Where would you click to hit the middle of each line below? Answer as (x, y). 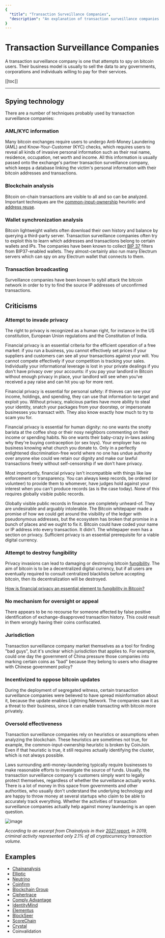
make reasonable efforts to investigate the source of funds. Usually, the (77, 770)
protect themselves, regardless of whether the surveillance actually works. (81, 781)
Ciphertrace (24, 895)
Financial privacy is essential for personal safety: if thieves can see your (78, 391)
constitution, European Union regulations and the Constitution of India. (76, 336)
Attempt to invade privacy (37, 320)
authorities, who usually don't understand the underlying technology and (79, 791)
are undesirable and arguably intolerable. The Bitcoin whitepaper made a (79, 509)
